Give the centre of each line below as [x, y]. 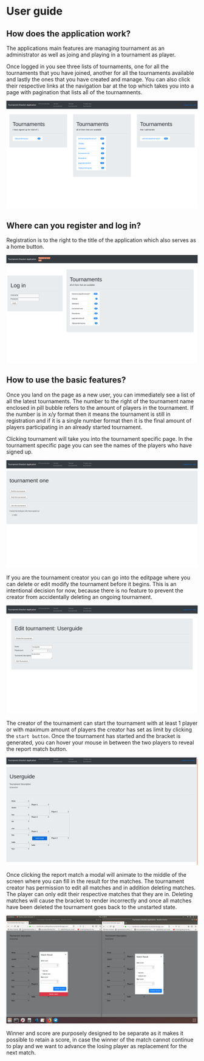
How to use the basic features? [66, 380]
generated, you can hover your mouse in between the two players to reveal [100, 742]
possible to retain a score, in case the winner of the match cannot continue [100, 1039]
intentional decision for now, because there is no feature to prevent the [95, 590]
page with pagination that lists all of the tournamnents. [74, 92]
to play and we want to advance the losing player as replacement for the [97, 1046]
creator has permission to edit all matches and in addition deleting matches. [101, 888]
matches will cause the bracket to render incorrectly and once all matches [99, 900]
